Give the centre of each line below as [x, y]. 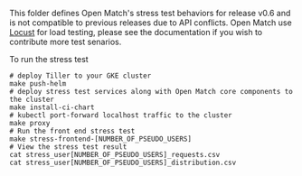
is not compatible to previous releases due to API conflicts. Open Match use [151, 23]
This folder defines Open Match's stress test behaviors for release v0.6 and [150, 13]
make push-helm [38, 84]
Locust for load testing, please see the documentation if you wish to [136, 32]
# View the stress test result [68, 147]
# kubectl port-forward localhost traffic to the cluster [121, 116]
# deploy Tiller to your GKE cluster [80, 76]
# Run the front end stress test [72, 131]
